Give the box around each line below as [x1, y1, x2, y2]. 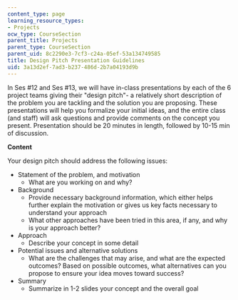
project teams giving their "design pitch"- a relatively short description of [7, 91, 222, 99]
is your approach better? [28, 223, 101, 232]
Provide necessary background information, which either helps [28, 193, 214, 201]
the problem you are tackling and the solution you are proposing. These [7, 98, 217, 107]
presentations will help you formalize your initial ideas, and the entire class [7, 106, 226, 114]
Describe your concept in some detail [28, 239, 139, 247]
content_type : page [7, 10, 66, 18]
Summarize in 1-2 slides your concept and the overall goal [28, 284, 199, 293]
